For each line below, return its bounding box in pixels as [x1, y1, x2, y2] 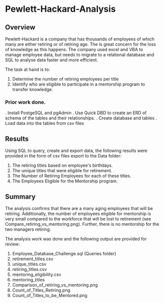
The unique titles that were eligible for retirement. [12, 168, 112, 174]
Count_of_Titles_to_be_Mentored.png [12, 292, 87, 298]
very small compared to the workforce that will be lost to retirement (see [5, 215, 151, 222]
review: [5, 241, 20, 247]
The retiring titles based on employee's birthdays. [12, 162, 113, 168]
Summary [5, 192, 36, 201]
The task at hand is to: [5, 66, 50, 72]
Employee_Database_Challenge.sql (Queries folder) [12, 250, 116, 256]
